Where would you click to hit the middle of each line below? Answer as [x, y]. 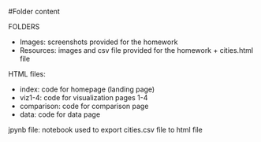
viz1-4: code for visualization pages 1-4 [84, 97]
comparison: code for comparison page [84, 106]
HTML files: [27, 74]
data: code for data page [60, 114]
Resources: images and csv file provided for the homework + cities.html [136, 50]
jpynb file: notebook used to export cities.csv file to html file [105, 130]
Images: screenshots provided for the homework [99, 42]
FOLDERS [24, 26]
